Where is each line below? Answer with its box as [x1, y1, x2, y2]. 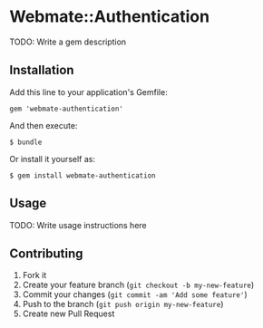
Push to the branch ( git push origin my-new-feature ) [22, 299, 224, 310]
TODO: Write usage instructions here [9, 219, 147, 230]
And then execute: [9, 120, 78, 130]
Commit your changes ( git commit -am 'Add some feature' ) [22, 289, 248, 300]
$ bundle [9, 138, 43, 147]
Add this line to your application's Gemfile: [9, 86, 168, 97]
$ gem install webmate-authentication [9, 170, 156, 180]
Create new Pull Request [22, 308, 115, 319]
